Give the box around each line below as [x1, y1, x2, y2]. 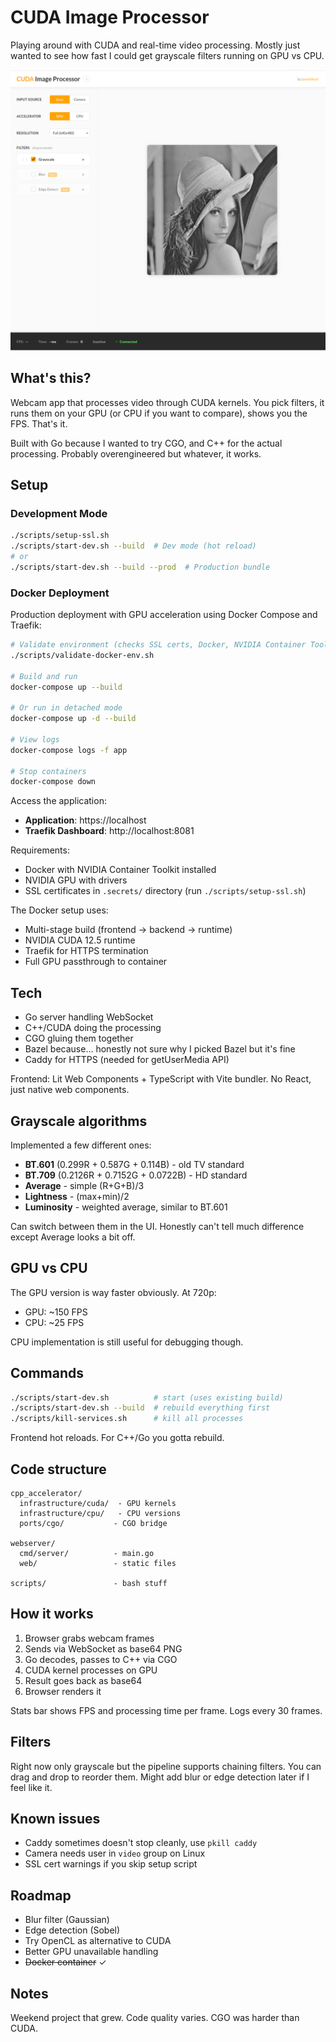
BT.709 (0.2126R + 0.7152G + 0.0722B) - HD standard [24, 1169, 248, 1181]
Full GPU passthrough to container [24, 956, 168, 968]
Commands [10, 1365, 85, 1382]
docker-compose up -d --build [10, 714, 137, 724]
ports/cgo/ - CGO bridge [19, 1519, 168, 1529]
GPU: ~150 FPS [24, 1306, 88, 1318]
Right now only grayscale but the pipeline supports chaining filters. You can [10, 1760, 322, 1772]
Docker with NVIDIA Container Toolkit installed [24, 864, 217, 876]
